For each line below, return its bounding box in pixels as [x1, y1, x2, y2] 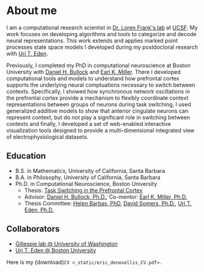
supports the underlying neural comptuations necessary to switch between [6, 81, 195, 89]
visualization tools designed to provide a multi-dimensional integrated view [6, 127, 195, 134]
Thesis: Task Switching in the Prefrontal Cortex [24, 186, 143, 194]
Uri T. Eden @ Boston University [15, 246, 97, 254]
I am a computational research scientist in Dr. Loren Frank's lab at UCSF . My [6, 24, 198, 31]
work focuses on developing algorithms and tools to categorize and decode [6, 30, 197, 37]
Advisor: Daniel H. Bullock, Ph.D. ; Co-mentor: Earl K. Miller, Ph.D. [24, 193, 188, 200]
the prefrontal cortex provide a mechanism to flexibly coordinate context [6, 94, 189, 101]
